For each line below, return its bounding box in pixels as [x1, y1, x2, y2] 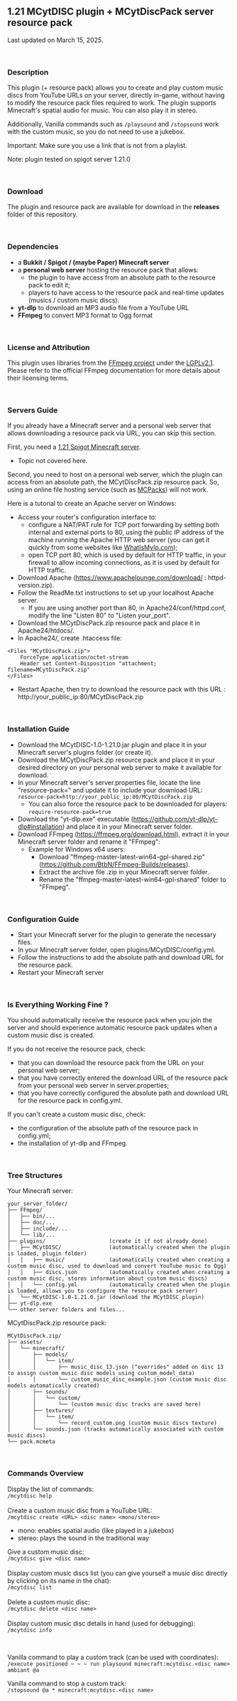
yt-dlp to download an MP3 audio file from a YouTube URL [17, 303, 189, 312]
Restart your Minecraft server [17, 968, 104, 977]
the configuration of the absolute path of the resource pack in [17, 1124, 199, 1133]
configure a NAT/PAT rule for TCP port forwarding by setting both [28, 521, 219, 529]
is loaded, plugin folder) [7, 1250, 87, 1258]
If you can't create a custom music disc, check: [7, 1110, 146, 1119]
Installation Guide [7, 724, 70, 734]
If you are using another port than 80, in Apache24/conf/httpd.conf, [28, 604, 226, 613]
